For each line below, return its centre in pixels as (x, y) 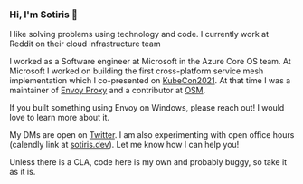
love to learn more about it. (60, 118)
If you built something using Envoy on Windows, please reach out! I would (147, 108)
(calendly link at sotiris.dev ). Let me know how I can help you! (124, 145)
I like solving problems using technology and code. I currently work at (139, 34)
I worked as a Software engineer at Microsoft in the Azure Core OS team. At (150, 62)
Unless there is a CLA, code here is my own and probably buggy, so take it (148, 162)
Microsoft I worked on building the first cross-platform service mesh (137, 71)
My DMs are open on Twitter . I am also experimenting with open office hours (152, 135)
